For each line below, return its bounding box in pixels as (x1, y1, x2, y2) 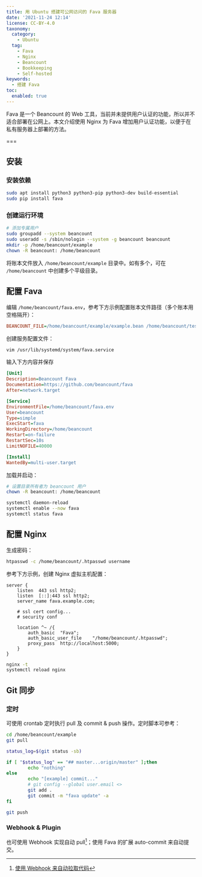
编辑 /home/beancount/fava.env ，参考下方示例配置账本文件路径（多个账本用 (6, 303, 194, 311)
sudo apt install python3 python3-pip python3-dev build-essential (6, 190, 179, 196)
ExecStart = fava (6, 421, 44, 427)
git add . (28, 787, 52, 794)
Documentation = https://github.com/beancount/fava (6, 381, 133, 388)
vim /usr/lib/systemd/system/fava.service (6, 346, 114, 353)
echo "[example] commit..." (28, 776, 98, 782)
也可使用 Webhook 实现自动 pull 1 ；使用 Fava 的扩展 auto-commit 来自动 (6, 837, 185, 846)
